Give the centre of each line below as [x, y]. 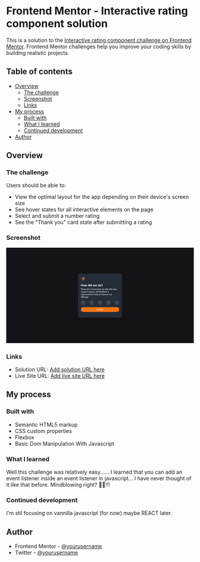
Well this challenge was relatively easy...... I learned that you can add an [94, 472]
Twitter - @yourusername [46, 552]
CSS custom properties [43, 431]
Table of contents [39, 72]
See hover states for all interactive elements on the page [84, 209]
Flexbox [24, 437]
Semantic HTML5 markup [46, 424]
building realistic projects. [38, 53]
